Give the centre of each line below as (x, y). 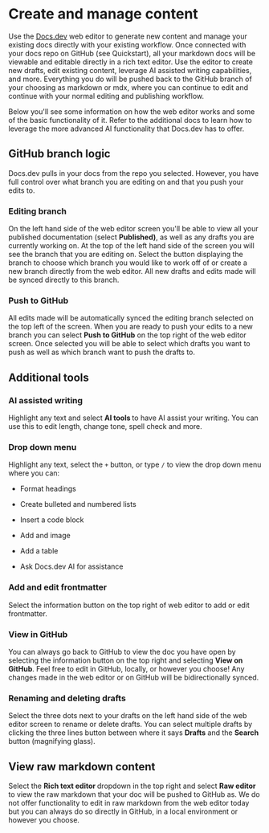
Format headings (48, 489)
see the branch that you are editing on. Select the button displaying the (126, 255)
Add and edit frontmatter (58, 587)
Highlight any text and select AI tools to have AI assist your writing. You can (133, 418)
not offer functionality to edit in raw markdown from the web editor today (129, 803)
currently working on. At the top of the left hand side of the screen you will (131, 246)
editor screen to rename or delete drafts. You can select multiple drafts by (130, 725)
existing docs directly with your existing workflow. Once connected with (127, 44)
